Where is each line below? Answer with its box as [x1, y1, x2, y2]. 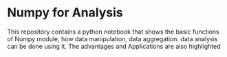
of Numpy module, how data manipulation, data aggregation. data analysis [7, 34, 218, 43]
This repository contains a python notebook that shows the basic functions [7, 27, 219, 36]
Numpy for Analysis [7, 5, 123, 21]
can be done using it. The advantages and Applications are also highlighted [7, 42, 221, 50]
